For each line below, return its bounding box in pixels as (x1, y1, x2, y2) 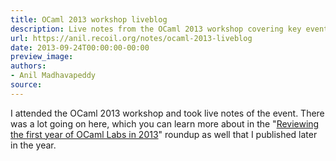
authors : (10, 61, 47, 71)
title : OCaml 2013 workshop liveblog (10, 14, 168, 25)
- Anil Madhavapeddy (10, 71, 97, 81)
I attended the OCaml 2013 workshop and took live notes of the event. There (10, 107, 325, 119)
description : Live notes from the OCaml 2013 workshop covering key (10, 24, 302, 34)
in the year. (10, 139, 57, 151)
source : (10, 80, 43, 90)
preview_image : (10, 52, 74, 62)
